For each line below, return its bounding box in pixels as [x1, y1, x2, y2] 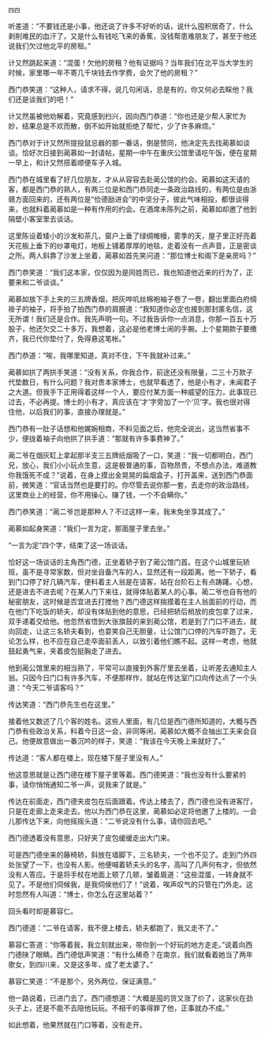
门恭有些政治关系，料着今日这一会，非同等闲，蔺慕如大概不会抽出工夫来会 [8, 726, 250, 736]
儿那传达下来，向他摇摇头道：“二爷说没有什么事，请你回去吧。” [8, 816, 211, 826]
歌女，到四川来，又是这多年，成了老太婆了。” [8, 959, 154, 969]
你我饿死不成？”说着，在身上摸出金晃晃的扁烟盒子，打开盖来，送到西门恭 [8, 471, 247, 479]
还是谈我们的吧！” [14, 95, 74, 104]
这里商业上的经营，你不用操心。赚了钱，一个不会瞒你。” [8, 490, 188, 499]
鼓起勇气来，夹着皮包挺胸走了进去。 [8, 646, 126, 656]
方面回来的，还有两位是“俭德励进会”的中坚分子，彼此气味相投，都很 [14, 195, 236, 203]
